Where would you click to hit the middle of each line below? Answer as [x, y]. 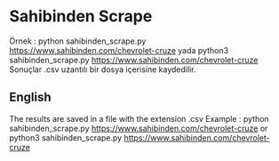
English [30, 97]
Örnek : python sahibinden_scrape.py [78, 41]
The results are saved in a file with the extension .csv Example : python [139, 118]
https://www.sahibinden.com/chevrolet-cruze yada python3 [119, 50]
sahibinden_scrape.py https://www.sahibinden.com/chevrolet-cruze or [139, 128]
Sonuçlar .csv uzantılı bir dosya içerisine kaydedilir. [103, 69]
